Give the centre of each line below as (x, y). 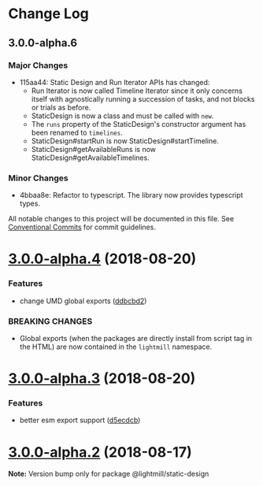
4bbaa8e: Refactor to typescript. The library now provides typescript (131, 195)
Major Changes (38, 65)
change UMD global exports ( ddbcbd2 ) (83, 301)
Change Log (48, 14)
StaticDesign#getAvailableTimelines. (90, 158)
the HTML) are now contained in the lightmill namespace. (116, 347)
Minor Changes (38, 178)
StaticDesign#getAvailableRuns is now (93, 149)
